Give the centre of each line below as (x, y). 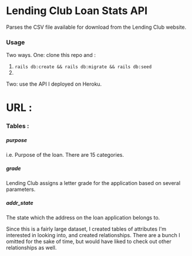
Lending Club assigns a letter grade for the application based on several (93, 183)
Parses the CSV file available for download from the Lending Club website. (96, 27)
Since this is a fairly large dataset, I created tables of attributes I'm (86, 229)
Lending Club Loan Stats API (77, 11)
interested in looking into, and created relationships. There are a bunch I (93, 235)
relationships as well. (31, 248)
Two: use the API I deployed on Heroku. (54, 84)
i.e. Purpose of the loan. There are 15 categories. (65, 155)
